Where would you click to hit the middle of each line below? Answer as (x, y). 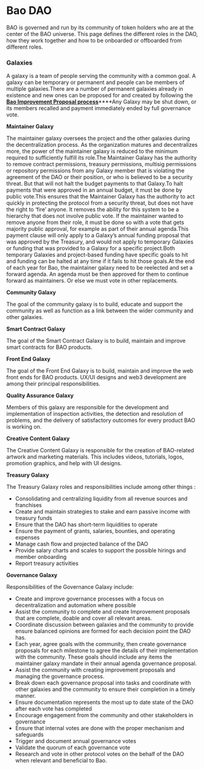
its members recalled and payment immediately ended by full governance (99, 108)
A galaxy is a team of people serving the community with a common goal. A (101, 76)
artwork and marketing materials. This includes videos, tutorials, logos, (95, 457)
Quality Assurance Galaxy (40, 396)
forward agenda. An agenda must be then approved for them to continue (97, 274)
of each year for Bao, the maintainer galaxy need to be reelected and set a (100, 268)
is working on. (24, 427)
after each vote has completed (54, 709)
